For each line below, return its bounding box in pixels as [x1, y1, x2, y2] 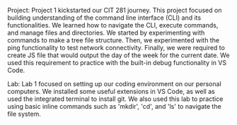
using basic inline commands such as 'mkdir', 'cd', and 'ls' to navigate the [7, 102, 221, 110]
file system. [7, 109, 41, 118]
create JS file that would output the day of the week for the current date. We [7, 51, 230, 59]
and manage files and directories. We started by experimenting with [7, 28, 205, 37]
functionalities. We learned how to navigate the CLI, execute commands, [7, 21, 219, 29]
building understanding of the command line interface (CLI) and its [7, 13, 202, 22]
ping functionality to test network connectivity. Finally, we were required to [7, 44, 225, 52]
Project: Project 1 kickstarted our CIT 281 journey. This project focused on [7, 6, 222, 14]
